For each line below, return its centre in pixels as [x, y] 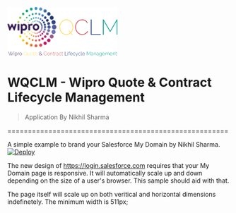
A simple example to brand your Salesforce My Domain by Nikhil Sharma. [114, 144]
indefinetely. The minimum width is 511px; [68, 202]
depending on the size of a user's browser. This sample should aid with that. [118, 181]
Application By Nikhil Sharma [67, 117]
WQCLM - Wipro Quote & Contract [110, 83]
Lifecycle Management [76, 98]
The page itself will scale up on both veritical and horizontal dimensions [112, 194]
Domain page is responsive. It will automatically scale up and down [105, 173]
